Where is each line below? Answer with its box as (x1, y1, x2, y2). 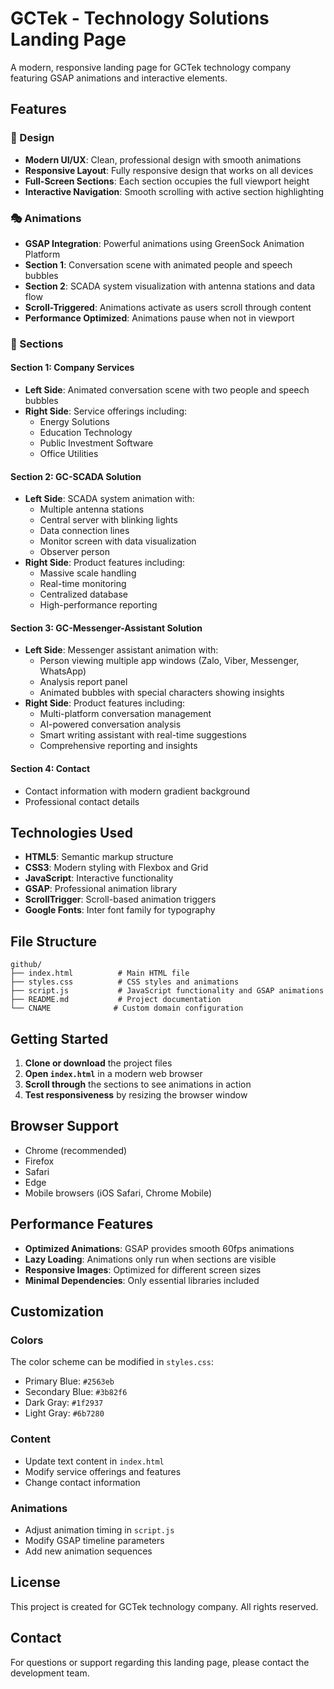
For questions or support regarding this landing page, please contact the (10, 1656, 310, 1668)
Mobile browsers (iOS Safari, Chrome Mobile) (24, 1187, 213, 1199)
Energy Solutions (39, 416, 110, 428)
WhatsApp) (39, 665, 87, 677)
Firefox (24, 1155, 55, 1167)
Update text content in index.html (24, 1455, 165, 1467)
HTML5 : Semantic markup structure (24, 851, 174, 863)
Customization (10, 1303, 105, 1321)
